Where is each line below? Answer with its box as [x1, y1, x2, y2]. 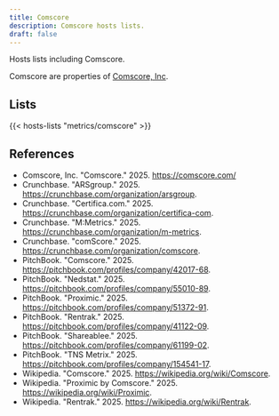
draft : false [9, 29, 58, 38]
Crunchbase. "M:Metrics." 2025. [21, 217, 141, 228]
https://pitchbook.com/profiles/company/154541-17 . [21, 359, 211, 369]
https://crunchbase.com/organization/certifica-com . [21, 208, 214, 218]
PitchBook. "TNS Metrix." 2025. [21, 349, 138, 360]
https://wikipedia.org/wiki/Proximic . [21, 388, 153, 397]
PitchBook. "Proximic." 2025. [21, 292, 128, 303]
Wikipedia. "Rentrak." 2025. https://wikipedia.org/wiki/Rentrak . [21, 396, 251, 407]
